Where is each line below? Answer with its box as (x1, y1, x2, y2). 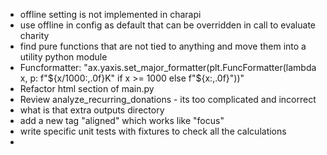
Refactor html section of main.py (19, 83, 155, 94)
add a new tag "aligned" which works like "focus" (19, 115, 225, 126)
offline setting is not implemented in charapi (19, 9, 202, 20)
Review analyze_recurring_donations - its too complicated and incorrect (19, 94, 317, 105)
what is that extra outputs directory (19, 104, 165, 116)
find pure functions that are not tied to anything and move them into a (19, 40, 307, 52)
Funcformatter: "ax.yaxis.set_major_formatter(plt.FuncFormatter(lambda (19, 62, 317, 73)
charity (19, 30, 50, 41)
